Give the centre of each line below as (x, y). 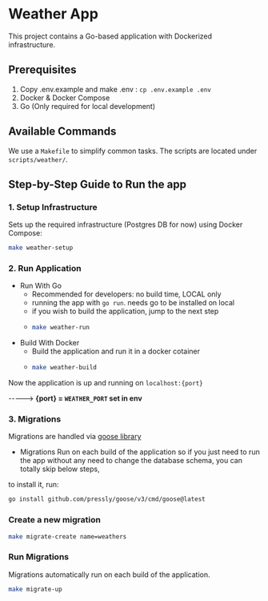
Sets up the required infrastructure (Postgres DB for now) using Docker (126, 224)
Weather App (53, 14)
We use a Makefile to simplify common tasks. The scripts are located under (133, 151)
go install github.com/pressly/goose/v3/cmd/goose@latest (107, 499)
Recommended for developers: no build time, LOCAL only (126, 294)
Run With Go (41, 286)
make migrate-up (35, 589)
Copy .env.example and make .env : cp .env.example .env (116, 89)
